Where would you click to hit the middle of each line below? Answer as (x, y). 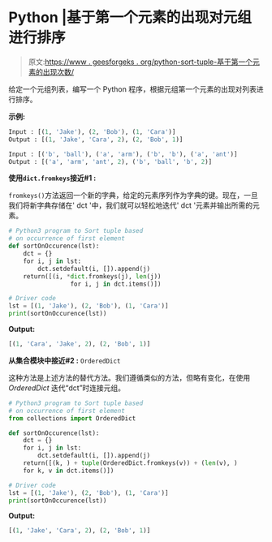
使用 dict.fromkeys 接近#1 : (52, 178)
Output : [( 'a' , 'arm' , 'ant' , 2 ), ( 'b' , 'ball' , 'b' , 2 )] (110, 161)
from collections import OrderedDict (72, 418)
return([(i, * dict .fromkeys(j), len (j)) (92, 276)
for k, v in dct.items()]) (69, 471)
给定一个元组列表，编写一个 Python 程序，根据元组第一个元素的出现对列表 (133, 89)
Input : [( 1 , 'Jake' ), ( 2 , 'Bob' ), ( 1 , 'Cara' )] (92, 131)
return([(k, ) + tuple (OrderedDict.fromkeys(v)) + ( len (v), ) (130, 463)
